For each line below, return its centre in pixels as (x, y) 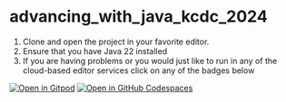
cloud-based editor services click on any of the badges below (138, 70)
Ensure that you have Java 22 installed (95, 51)
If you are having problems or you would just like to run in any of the (150, 60)
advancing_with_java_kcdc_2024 (138, 17)
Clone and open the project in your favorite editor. (116, 42)
